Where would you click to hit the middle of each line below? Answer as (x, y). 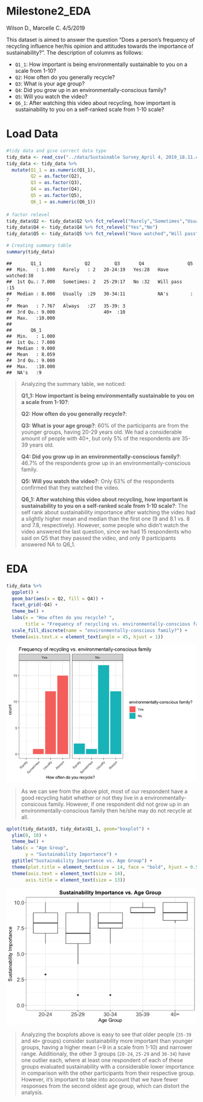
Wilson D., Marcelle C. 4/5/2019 (46, 28)
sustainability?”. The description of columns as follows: (75, 52)
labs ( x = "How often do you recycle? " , (63, 618)
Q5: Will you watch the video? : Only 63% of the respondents (98, 481)
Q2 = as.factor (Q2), (56, 176)
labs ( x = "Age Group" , (40, 848)
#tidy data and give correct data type (56, 151)
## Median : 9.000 (31, 348)
